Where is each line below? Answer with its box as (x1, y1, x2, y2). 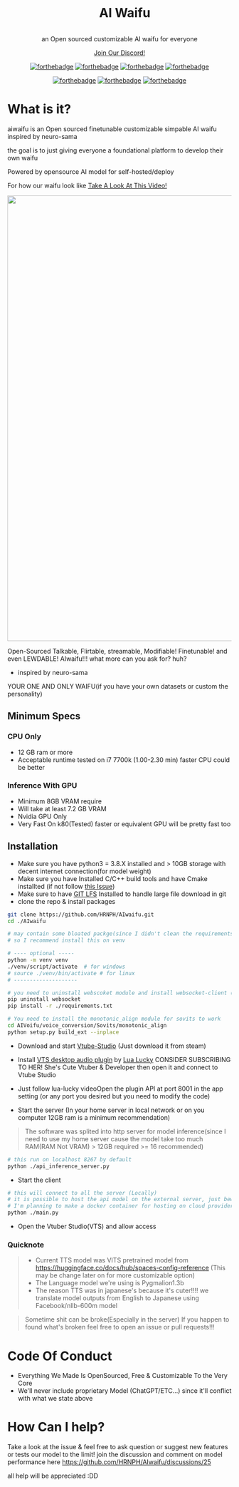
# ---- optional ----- (7, 950, 75, 957)
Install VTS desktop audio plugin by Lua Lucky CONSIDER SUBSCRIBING (17, 1055, 231, 1064)
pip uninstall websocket (7, 996, 81, 1003)
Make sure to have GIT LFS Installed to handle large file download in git (17, 890, 226, 898)
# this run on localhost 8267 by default (7, 1156, 132, 1163)
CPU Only (7, 731, 41, 741)
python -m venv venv (7, 957, 69, 964)
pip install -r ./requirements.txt (7, 1002, 113, 1010)
